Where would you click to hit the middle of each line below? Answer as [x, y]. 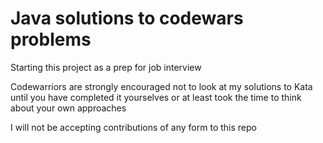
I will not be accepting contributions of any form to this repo [133, 127]
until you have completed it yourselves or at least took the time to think [156, 97]
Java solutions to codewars [127, 18]
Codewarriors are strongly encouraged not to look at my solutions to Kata [161, 86]
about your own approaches [68, 108]
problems [51, 39]
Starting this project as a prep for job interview [106, 67]
